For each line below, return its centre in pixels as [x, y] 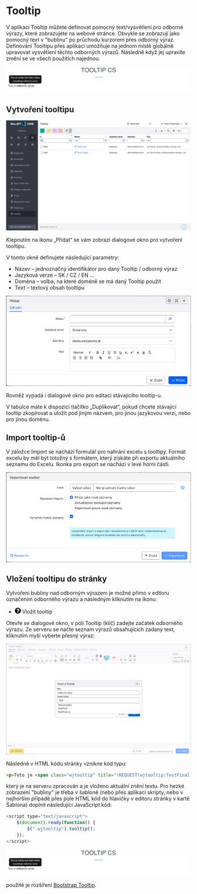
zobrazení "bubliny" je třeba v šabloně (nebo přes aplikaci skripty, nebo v [95, 792]
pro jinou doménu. [28, 419]
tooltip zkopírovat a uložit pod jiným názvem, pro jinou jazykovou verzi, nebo [98, 413]
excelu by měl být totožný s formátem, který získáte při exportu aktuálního [96, 458]
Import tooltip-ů [36, 438]
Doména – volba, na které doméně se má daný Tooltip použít [88, 281]
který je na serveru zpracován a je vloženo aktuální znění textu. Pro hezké [95, 786]
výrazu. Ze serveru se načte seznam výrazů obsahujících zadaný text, [91, 629]
